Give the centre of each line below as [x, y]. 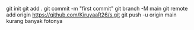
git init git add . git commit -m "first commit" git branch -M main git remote [97, 9]
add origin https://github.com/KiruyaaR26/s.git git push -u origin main [91, 15]
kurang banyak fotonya [34, 21]
